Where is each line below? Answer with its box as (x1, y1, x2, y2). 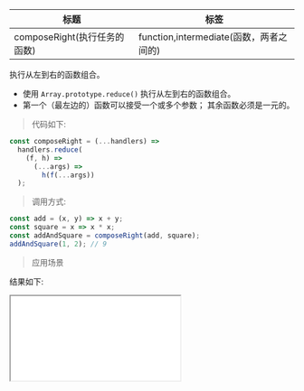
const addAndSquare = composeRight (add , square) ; (9, 231, 201, 240)
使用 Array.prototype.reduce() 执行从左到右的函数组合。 (22, 88, 236, 98)
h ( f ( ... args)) (42, 171, 95, 180)
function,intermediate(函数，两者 (138, 31, 279, 43)
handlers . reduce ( (17, 144, 83, 154)
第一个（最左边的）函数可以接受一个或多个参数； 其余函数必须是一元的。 (22, 99, 295, 110)
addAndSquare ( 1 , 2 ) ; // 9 (9, 239, 107, 248)
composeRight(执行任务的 (14, 31, 125, 43)
